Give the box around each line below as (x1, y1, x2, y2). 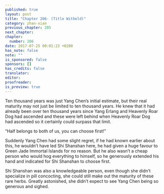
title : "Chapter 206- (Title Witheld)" (5, 16, 86, 21)
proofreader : (5, 80, 32, 85)
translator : (5, 71, 29, 76)
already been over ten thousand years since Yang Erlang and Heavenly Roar (5, 108, 158, 114)
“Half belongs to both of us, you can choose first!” (5, 128, 106, 134)
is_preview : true (5, 84, 41, 89)
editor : (5, 75, 21, 80)
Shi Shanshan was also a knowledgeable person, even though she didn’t (5, 168, 151, 173)
